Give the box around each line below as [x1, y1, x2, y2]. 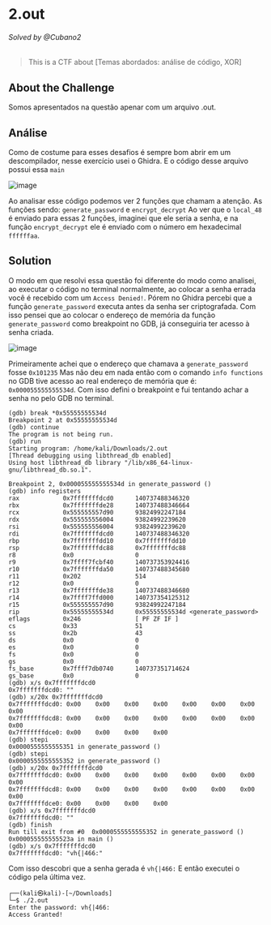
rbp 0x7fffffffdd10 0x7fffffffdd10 [8, 536, 186, 544]
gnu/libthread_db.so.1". [8, 466, 92, 474]
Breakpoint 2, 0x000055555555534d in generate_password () [8, 480, 212, 488]
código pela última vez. [8, 871, 87, 881]
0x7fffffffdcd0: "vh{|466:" [8, 849, 104, 857]
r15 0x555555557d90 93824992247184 [8, 600, 186, 609]
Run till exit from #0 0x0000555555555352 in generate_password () [8, 828, 244, 836]
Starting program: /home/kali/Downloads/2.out [8, 444, 168, 453]
